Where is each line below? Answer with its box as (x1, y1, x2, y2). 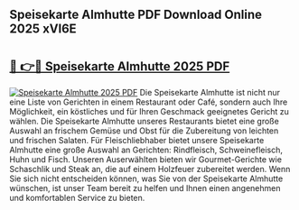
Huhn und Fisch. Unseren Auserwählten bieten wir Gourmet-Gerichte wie (9, 154, 283, 165)
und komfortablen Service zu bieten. (9, 193, 145, 203)
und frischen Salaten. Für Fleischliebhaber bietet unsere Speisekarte (9, 135, 265, 145)
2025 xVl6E (9, 22, 77, 37)
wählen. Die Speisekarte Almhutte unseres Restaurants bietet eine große (9, 116, 280, 126)
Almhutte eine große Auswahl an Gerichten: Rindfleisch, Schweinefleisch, (9, 144, 283, 155)
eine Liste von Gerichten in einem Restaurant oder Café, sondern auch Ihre (9, 96, 288, 107)
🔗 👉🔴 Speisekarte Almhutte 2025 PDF (9, 59, 230, 74)
